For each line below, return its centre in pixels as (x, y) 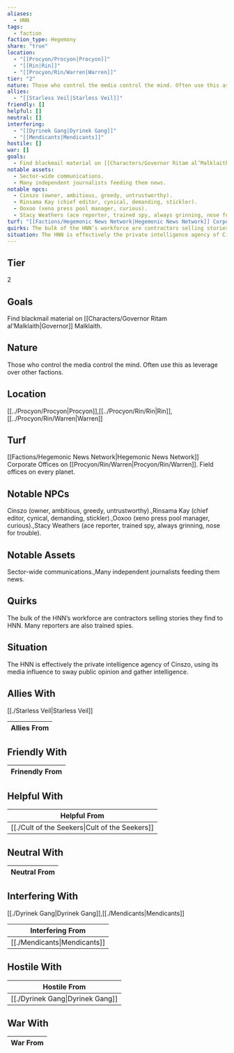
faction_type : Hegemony (42, 40)
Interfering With (43, 896)
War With (28, 1023)
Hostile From (64, 987)
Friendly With (37, 752)
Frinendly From (37, 771)
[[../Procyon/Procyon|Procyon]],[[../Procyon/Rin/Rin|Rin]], (90, 411)
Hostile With (35, 967)
